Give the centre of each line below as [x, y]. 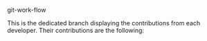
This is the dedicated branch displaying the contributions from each [104, 23]
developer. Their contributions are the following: [75, 30]
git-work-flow [27, 10]
